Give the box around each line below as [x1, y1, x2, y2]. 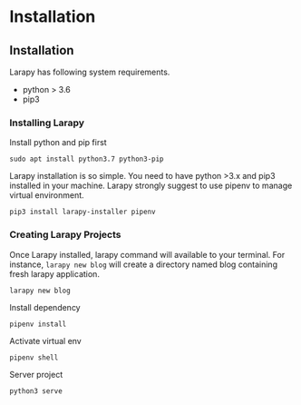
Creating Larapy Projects [9, 229, 121, 242]
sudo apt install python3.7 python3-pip [9, 154, 165, 164]
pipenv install [9, 320, 67, 329]
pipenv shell [9, 352, 59, 362]
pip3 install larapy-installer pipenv [9, 207, 156, 217]
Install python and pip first [9, 137, 107, 148]
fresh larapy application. [9, 268, 100, 279]
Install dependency [9, 301, 81, 312]
